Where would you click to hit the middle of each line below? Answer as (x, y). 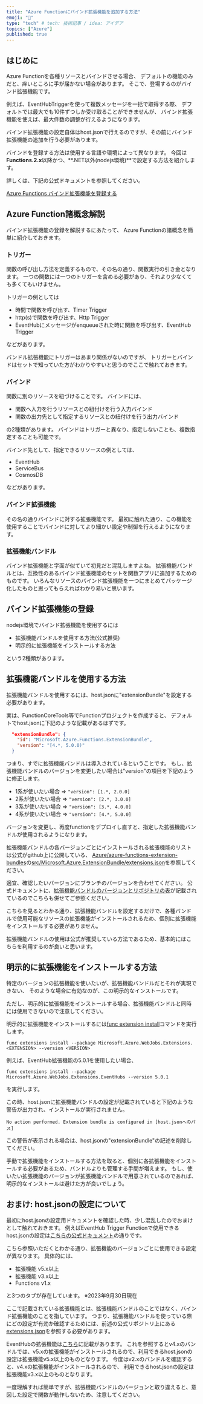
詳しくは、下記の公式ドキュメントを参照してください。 (75, 180)
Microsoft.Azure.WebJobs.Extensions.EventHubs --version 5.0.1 (88, 1077)
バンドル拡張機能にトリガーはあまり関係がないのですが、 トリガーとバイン (100, 357)
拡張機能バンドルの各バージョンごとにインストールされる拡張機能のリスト (99, 847)
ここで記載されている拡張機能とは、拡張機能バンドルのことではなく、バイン (101, 1308)
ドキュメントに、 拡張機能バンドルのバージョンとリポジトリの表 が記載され (104, 891)
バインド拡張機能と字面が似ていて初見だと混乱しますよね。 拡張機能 (92, 565)
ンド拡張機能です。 (30, 91)
